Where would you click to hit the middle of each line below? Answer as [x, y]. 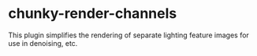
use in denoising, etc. [43, 43]
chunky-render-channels [93, 14]
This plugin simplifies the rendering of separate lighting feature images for [129, 35]
